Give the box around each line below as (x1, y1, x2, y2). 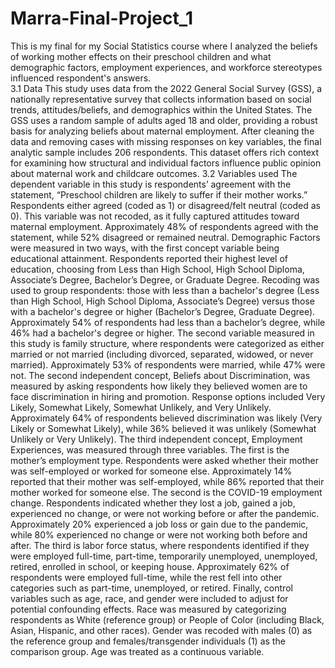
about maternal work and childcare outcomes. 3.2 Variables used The (10, 167, 298, 179)
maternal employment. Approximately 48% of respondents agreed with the (10, 220, 319, 232)
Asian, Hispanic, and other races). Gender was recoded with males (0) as (10, 624, 313, 636)
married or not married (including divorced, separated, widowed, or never (10, 348, 314, 360)
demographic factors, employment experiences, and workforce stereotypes (10, 61, 323, 73)
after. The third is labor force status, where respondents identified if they (10, 539, 310, 551)
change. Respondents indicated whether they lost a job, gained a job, (10, 497, 296, 509)
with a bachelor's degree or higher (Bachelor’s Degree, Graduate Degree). (10, 305, 316, 317)
